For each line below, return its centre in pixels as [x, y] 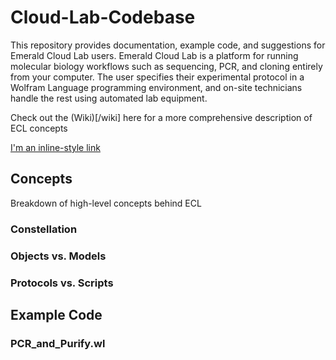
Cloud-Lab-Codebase [103, 17]
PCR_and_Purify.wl [58, 343]
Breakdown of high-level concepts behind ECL [106, 203]
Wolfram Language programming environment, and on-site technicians [156, 87]
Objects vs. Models [58, 256]
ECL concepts [39, 128]
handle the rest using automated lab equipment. [109, 98]
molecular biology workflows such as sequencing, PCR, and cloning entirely [166, 66]
